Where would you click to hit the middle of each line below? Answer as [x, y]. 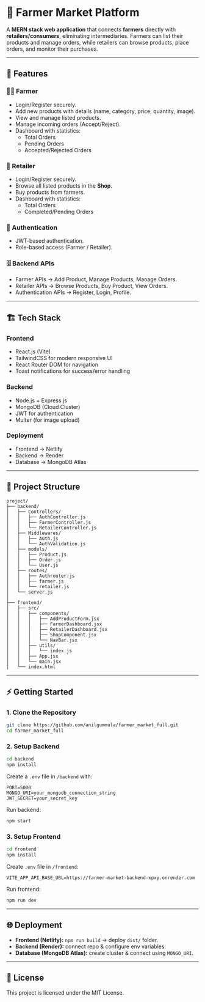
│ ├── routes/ [27, 570]
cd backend [20, 759]
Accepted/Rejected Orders [58, 150]
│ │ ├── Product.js [37, 554]
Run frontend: [23, 890]
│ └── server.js [30, 592]
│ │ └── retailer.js [38, 586]
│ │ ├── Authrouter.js [41, 576]
